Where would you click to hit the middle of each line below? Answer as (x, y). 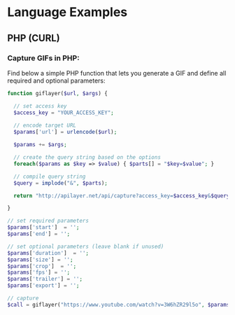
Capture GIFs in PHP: (43, 58)
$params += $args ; (41, 145)
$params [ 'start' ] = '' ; (43, 227)
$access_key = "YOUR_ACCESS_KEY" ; (64, 113)
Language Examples (67, 12)
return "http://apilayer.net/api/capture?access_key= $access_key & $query (122, 196)
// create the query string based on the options (87, 157)
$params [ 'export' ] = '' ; (43, 286)
